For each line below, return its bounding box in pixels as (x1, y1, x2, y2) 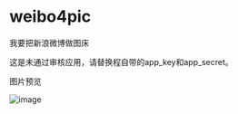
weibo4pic (9, 6, 92, 27)
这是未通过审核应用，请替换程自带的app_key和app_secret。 (9, 56, 233, 67)
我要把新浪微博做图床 (9, 37, 89, 48)
